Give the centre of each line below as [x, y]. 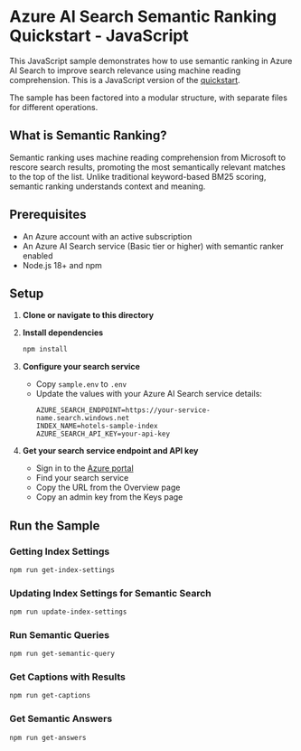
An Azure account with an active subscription [107, 236]
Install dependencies [63, 333]
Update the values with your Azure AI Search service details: [149, 394]
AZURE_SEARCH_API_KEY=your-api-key [103, 434]
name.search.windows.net [83, 418]
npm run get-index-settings [62, 570]
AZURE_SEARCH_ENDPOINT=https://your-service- [123, 410]
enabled [38, 256]
